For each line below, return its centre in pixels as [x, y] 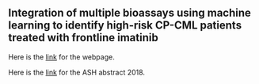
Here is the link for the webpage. [61, 57]
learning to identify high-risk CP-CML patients [125, 26]
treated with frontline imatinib [83, 38]
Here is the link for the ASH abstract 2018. [76, 72]
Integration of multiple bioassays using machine [130, 13]
